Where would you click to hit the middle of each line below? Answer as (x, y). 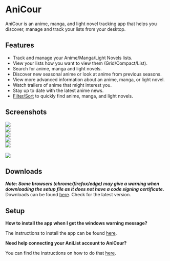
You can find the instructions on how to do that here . (61, 253)
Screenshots (26, 112)
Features (20, 45)
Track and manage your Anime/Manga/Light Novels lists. (72, 58)
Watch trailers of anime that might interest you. (62, 85)
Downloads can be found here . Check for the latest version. (68, 195)
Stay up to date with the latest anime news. (58, 90)
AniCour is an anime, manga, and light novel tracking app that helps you (81, 24)
